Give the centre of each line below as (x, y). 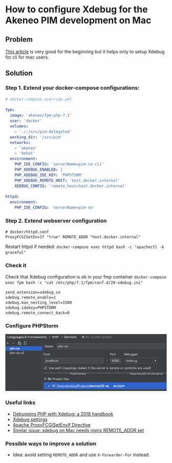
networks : (20, 142)
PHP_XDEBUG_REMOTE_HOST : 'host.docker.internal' (67, 180)
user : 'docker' (26, 121)
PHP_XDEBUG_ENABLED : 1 (39, 170)
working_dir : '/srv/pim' (36, 137)
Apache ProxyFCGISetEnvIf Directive (52, 424)
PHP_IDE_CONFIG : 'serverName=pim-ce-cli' (59, 164)
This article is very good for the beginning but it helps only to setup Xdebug (85, 52)
